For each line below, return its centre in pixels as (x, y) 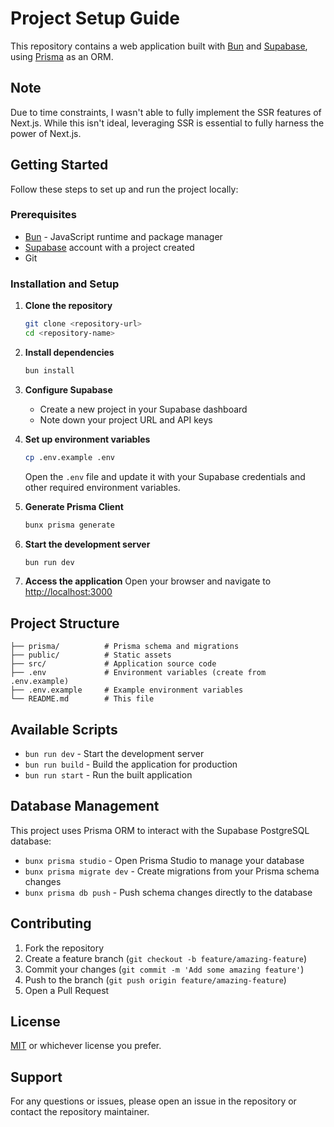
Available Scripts (64, 729)
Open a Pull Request (67, 990)
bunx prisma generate (69, 525)
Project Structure (65, 623)
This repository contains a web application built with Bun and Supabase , (159, 46)
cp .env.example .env (69, 457)
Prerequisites (43, 215)
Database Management (85, 806)
